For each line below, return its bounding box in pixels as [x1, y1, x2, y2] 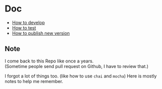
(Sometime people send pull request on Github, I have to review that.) [5, 63, 149, 69]
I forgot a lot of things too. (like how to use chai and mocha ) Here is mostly [5, 73, 157, 79]
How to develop [12, 19, 45, 25]
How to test [12, 24, 36, 30]
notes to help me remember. [5, 78, 63, 84]
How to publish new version [12, 30, 70, 36]
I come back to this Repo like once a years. [5, 58, 94, 64]
